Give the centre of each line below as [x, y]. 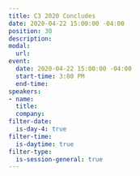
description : [30, 39]
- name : [21, 99]
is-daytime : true [45, 144]
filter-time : [30, 136]
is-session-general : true [59, 159]
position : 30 [30, 31]
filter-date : [30, 122]
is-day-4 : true [41, 129]
